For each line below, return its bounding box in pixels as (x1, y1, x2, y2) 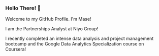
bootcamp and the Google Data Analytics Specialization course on (5, 41, 144, 47)
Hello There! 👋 (5, 5, 41, 12)
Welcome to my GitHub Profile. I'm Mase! (5, 16, 91, 22)
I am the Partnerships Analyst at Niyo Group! (5, 26, 99, 32)
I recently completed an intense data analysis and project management (5, 35, 154, 42)
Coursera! (5, 46, 26, 52)
